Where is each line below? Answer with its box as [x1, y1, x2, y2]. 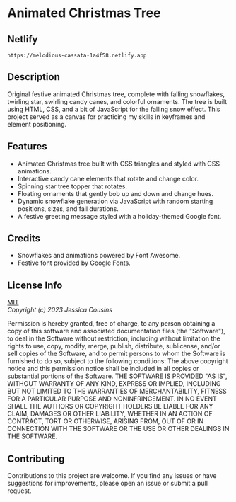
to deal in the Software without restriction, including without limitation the [7, 334, 220, 343]
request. [7, 486, 32, 495]
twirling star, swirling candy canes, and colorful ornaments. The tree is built [7, 97, 228, 105]
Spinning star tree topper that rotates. [17, 182, 128, 190]
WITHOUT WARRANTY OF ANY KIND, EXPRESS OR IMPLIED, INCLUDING [7, 380, 221, 388]
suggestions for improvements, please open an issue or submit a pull [7, 479, 208, 488]
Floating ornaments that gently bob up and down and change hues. [17, 189, 214, 198]
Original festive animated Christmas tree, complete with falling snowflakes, [7, 90, 225, 98]
